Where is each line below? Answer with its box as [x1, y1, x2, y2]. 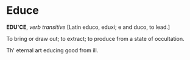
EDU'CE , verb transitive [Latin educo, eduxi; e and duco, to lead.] [6, 23, 171, 31]
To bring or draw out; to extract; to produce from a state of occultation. [6, 35, 185, 42]
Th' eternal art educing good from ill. [6, 46, 99, 54]
